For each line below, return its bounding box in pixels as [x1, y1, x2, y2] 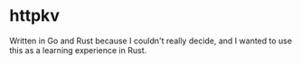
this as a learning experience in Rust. [9, 44, 147, 55]
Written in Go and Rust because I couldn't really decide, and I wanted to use [9, 35, 292, 46]
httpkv [9, 5, 61, 26]
